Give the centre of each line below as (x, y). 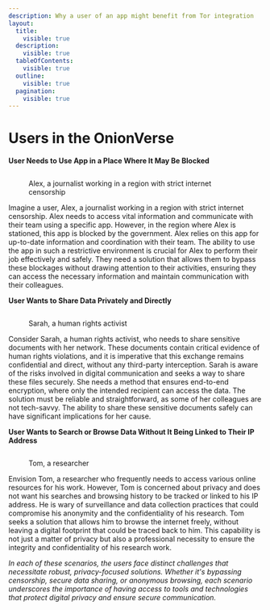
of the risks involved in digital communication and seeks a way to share (127, 373)
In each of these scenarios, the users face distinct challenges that (118, 563)
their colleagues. (36, 285)
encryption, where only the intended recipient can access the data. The (127, 391)
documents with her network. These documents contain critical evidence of (134, 347)
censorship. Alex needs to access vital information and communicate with (131, 217)
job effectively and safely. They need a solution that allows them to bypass (132, 259)
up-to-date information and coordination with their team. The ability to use (132, 242)
